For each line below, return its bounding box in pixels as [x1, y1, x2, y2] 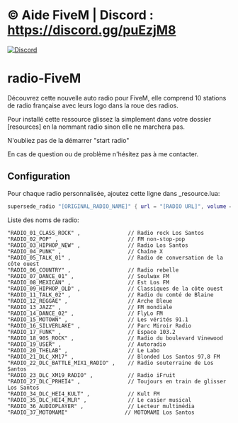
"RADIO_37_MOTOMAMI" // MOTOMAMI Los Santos [7, 409, 195, 416]
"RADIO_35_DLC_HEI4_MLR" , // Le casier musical [7, 396, 192, 403]
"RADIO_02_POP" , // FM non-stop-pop [7, 236, 186, 243]
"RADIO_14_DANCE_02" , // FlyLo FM [7, 310, 163, 317]
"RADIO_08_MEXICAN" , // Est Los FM [7, 279, 170, 286]
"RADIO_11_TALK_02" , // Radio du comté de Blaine [7, 291, 214, 299]
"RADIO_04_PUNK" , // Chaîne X [7, 248, 163, 255]
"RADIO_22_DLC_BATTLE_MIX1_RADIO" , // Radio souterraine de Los [7, 359, 214, 366]
